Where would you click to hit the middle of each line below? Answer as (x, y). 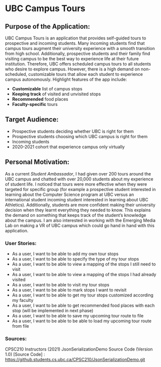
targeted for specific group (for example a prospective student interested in (80, 189)
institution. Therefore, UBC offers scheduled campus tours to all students (78, 64)
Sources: (16, 338)
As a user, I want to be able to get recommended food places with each (83, 305)
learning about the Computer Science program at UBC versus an (70, 194)
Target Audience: (32, 120)
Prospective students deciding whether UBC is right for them (73, 131)
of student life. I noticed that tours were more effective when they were (76, 184)
